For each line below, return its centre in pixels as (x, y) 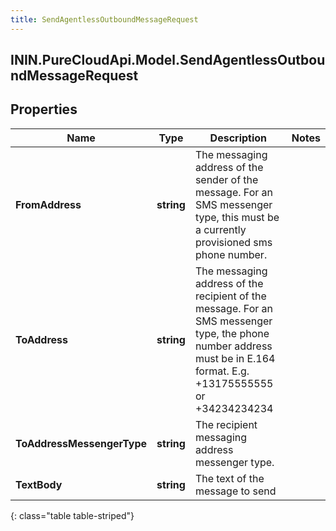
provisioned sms (233, 242)
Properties (44, 109)
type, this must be (237, 217)
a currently (220, 229)
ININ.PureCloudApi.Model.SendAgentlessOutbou (168, 60)
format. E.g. (222, 371)
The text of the (229, 478)
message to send (235, 491)
